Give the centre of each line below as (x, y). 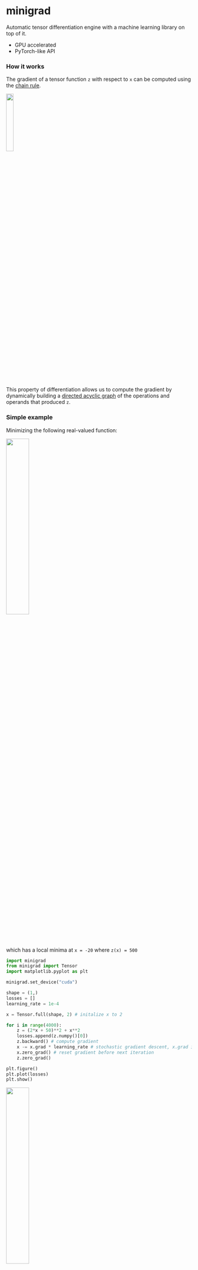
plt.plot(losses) (27, 1074)
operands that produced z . (38, 402)
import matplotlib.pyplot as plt (47, 972)
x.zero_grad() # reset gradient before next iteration (85, 1052)
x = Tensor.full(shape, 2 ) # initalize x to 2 (64, 1014)
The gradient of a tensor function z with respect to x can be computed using (99, 79)
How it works (25, 66)
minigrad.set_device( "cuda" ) (42, 982)
